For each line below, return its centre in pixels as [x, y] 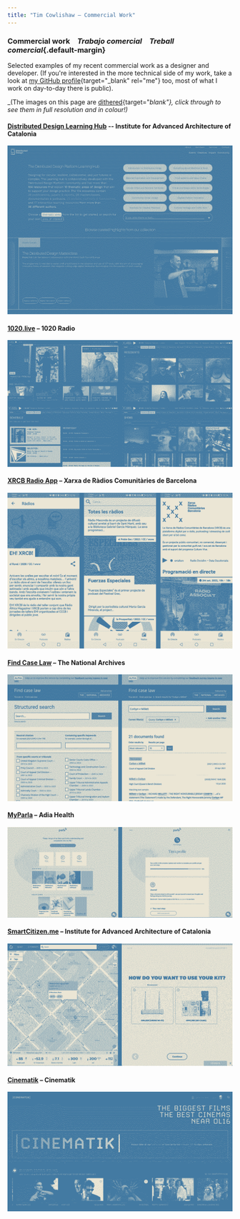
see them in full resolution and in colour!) [68, 109]
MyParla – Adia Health [41, 815]
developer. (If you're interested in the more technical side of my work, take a [120, 73]
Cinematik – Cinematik [41, 1080]
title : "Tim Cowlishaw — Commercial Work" [71, 15]
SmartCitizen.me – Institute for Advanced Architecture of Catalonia [109, 931]
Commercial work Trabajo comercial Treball [91, 41]
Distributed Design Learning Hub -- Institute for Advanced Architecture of [119, 126]
